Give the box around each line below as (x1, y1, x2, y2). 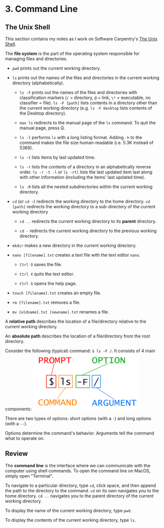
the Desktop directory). (19, 110, 67, 116)
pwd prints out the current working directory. (12, 65, 101, 71)
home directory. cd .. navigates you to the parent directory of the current (5, 493, 154, 499)
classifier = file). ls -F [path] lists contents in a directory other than (19, 100, 158, 106)
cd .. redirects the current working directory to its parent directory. (19, 218, 157, 224)
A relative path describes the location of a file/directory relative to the (5, 318, 146, 324)
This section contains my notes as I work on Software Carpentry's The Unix (5, 36, 158, 42)
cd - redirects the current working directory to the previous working (19, 228, 157, 234)
